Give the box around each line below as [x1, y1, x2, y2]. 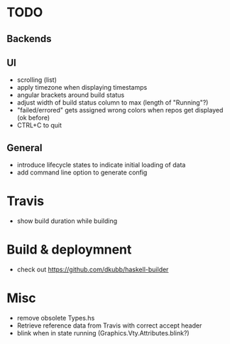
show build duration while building [16, 217, 118, 225]
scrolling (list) [16, 75, 57, 84]
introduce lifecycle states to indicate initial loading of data [16, 161, 186, 170]
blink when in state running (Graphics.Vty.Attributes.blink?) [16, 329, 190, 338]
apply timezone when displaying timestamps [16, 83, 148, 92]
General [6, 142, 43, 154]
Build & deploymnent [6, 241, 132, 258]
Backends [6, 33, 52, 45]
